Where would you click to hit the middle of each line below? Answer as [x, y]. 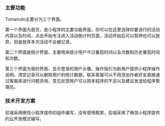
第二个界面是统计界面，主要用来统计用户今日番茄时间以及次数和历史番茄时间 [82, 52]
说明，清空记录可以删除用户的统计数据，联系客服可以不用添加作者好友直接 [80, 75]
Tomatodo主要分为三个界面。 [35, 19]
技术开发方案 [20, 101]
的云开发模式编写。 [25, 119]
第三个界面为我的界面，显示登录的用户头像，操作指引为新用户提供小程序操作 [82, 69]
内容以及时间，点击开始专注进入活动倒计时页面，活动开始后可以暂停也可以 [80, 36]
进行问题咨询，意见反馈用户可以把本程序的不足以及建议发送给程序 [89, 81]
